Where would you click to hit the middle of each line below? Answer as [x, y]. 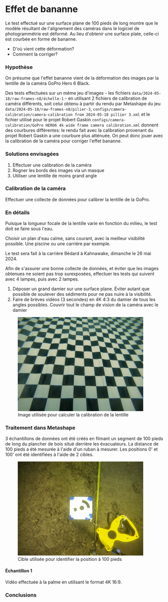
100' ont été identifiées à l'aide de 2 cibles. [49, 455]
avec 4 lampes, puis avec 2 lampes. [42, 279]
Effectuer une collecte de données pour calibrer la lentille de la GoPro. [78, 199]
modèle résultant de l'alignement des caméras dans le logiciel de [72, 28]
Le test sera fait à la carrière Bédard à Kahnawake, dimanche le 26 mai [78, 254]
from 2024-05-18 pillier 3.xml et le [112, 114]
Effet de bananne [42, 9]
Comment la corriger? [35, 54]
